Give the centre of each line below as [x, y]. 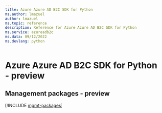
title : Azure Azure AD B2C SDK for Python [49, 9]
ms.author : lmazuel [25, 14]
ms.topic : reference [26, 23]
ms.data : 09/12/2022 [26, 37]
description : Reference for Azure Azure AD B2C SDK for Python [71, 28]
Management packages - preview [58, 94]
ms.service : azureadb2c [29, 32]
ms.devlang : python [25, 41]
